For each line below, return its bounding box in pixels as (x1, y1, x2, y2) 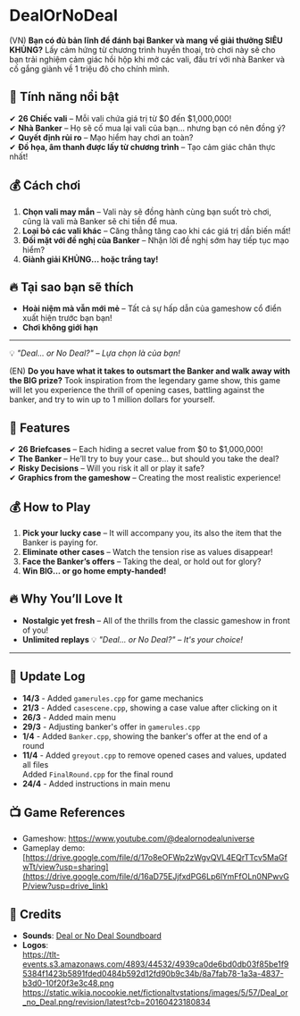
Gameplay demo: (21, 843, 86, 853)
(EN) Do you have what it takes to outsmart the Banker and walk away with (9, 365, 290, 376)
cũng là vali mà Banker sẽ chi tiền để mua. (21, 215, 179, 226)
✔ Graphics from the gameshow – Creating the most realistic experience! (9, 473, 281, 483)
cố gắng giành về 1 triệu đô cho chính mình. (9, 63, 170, 74)
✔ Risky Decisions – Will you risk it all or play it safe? (9, 463, 205, 474)
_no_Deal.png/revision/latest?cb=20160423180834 (21, 997, 212, 1008)
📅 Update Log (9, 669, 86, 684)
